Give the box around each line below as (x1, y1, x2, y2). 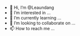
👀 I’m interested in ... (9, 10, 51, 16)
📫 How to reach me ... (9, 26, 55, 31)
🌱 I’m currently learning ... (9, 15, 62, 20)
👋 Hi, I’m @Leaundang (9, 5, 54, 10)
